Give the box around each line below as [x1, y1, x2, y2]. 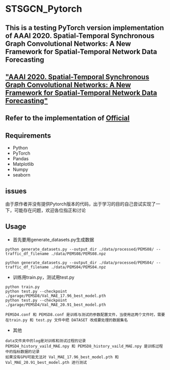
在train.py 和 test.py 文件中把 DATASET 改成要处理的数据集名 [5, 317, 128, 323]
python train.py [5, 284, 40, 289]
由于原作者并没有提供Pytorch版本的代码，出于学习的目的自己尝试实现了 [5, 201, 156, 207]
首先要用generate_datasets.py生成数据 [12, 236, 94, 242]
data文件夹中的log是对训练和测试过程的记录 [5, 338, 86, 343]
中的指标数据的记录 [5, 349, 40, 354]
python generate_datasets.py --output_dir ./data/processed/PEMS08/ [5, 246, 154, 252]
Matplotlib [12, 161, 34, 167]
